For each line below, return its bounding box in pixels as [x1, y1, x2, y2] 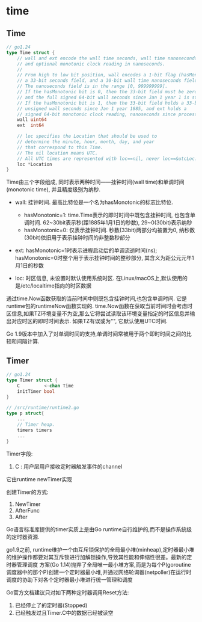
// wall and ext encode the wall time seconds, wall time [17, 55, 165, 61]
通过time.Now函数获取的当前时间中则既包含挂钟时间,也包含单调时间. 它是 [6, 295, 188, 302]
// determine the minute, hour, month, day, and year [17, 139, 155, 145]
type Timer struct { [6, 377, 58, 383]
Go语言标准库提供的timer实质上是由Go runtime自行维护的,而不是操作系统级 [6, 525, 192, 533]
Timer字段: [6, 450, 33, 457]
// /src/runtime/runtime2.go [6, 405, 79, 411]
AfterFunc [14, 507, 40, 514]
